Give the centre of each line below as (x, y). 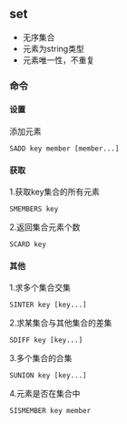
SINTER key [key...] (49, 305)
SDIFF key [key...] (46, 340)
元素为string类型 (53, 48)
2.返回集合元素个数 (45, 227)
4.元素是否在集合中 (45, 394)
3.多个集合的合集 (41, 358)
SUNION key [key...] (49, 376)
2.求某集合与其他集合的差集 (61, 323)
